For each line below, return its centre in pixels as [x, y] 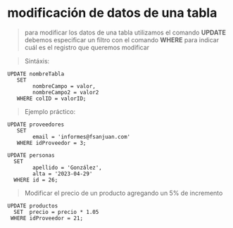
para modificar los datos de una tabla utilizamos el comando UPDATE [125, 32]
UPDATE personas [31, 155]
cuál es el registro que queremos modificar [87, 47]
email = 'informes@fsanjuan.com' [82, 137]
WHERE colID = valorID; [51, 99]
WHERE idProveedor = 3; [51, 143]
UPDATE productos [33, 205]
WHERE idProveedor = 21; [46, 218]
